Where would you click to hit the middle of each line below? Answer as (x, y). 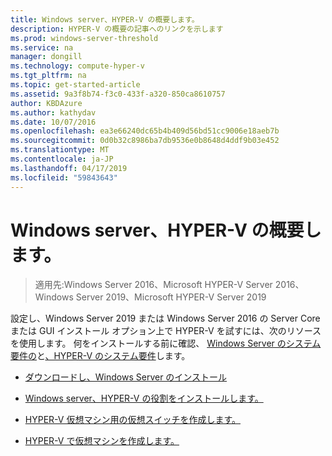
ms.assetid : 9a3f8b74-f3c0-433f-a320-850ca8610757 (118, 94)
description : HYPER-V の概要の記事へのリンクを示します (117, 29)
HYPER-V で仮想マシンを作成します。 (102, 441)
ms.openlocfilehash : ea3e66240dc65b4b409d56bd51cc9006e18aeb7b (145, 131)
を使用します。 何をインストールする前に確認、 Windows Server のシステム (166, 343)
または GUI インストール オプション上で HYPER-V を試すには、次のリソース (166, 331)
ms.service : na (42, 47)
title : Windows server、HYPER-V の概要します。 (105, 19)
